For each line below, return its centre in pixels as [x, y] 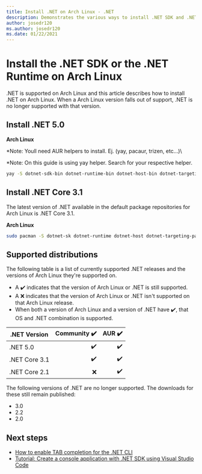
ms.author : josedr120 [33, 29]
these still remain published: [41, 395]
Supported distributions [52, 254]
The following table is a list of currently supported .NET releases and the [96, 269]
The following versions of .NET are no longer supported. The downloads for [100, 388]
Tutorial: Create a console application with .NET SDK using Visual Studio [104, 459]
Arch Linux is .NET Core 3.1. [41, 213]
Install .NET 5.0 [35, 125]
